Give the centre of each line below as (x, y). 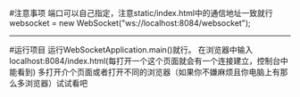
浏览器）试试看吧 (56, 83)
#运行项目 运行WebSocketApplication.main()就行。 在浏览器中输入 (131, 50)
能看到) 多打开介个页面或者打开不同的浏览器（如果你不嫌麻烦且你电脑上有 (145, 72)
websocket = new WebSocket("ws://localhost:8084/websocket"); (130, 23)
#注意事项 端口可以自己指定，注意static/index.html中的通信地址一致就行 (141, 13)
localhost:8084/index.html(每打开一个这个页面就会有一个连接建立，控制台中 (149, 61)
